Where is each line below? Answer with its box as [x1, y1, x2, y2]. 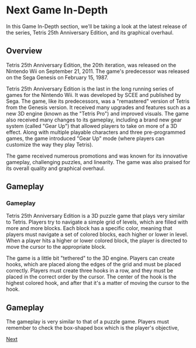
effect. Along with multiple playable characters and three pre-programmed [6, 128, 186, 135]
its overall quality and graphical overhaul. [6, 165, 105, 172]
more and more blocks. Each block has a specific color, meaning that [6, 225, 173, 232]
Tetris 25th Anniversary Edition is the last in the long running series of [6, 85, 174, 92]
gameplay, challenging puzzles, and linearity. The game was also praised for [6, 158, 191, 165]
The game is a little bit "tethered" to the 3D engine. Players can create [6, 255, 175, 262]
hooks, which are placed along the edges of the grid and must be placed [6, 261, 181, 268]
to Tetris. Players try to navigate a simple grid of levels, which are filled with [6, 218, 188, 225]
